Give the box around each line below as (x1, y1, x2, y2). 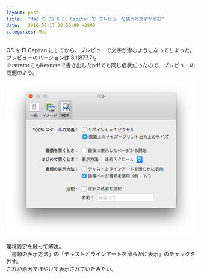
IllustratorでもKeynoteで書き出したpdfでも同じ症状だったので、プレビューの (6, 62, 196, 69)
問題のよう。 (6, 69, 38, 76)
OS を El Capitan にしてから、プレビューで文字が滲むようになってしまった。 (6, 47, 196, 54)
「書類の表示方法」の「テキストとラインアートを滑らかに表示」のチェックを (6, 250, 196, 258)
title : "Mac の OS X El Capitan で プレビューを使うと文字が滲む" (6, 16, 164, 22)
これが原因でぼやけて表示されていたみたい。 (6, 265, 117, 273)
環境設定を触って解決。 (6, 243, 64, 250)
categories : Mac (6, 29, 47, 35)
